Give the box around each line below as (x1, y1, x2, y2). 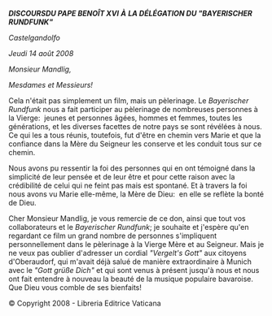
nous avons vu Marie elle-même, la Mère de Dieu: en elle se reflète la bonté (8, 189, 265, 199)
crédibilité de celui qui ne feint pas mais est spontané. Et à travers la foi (8, 180, 248, 190)
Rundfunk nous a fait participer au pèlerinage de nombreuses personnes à (8, 105, 258, 114)
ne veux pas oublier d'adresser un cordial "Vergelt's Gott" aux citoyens (8, 249, 247, 258)
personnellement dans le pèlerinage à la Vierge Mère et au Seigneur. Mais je (8, 240, 265, 249)
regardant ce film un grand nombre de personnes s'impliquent (8, 231, 217, 240)
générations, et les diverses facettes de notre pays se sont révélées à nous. (8, 122, 262, 131)
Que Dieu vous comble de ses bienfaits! (8, 283, 143, 292)
